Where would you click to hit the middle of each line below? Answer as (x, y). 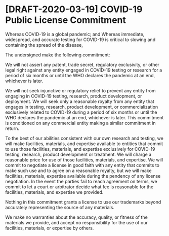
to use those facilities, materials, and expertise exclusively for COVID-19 (80, 149)
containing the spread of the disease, (44, 45)
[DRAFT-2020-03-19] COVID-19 (74, 9)
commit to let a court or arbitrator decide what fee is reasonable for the (79, 187)
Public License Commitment (66, 20)
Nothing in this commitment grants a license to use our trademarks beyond (83, 202)
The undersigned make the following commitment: (58, 55)
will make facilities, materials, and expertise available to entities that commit (84, 144)
